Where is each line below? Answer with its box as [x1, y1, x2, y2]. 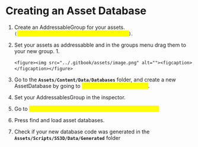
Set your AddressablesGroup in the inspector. [14, 93, 126, 101]
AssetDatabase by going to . [14, 82, 150, 89]
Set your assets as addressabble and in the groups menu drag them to [14, 41, 186, 48]
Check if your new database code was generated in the [14, 128, 150, 135]
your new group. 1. [14, 47, 60, 54]
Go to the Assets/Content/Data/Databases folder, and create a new [14, 76, 176, 83]
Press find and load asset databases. [14, 116, 105, 123]
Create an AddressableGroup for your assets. [14, 24, 125, 31]
